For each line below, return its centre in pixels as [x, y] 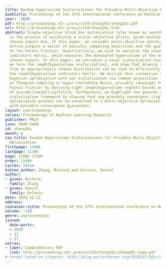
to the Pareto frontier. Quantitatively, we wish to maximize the [79, 51]
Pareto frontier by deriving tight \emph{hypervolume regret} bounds [83, 87]
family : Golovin [26, 193]
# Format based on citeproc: [35, 257]
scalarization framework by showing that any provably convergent [79, 97]
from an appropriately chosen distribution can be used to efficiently [85, 69]
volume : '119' [20, 211]
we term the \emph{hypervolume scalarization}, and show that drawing [84, 65]
